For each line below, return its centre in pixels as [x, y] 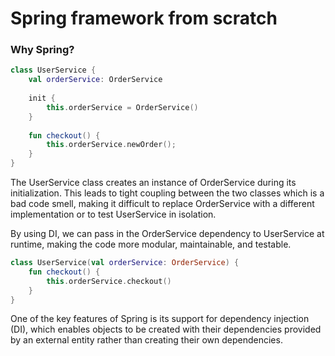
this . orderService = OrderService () [122, 107]
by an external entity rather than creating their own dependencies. [146, 340]
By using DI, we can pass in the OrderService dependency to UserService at [167, 234]
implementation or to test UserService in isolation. [113, 214]
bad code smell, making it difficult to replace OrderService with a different [162, 204]
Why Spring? [42, 50]
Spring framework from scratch [144, 18]
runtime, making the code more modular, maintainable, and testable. [151, 244]
